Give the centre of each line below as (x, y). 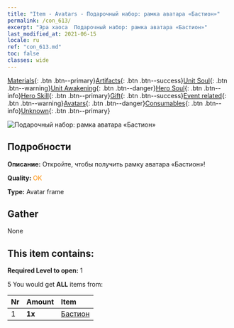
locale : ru (23, 41)
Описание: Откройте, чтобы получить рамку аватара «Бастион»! (106, 164)
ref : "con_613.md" (34, 47)
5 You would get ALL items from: (55, 285)
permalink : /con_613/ (39, 21)
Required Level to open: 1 (45, 270)
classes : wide (28, 60)
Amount (40, 302)
